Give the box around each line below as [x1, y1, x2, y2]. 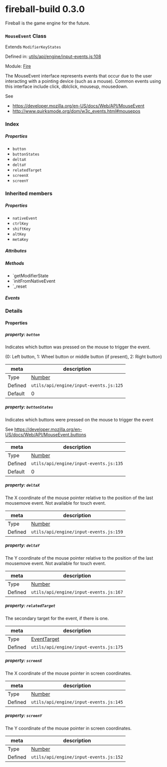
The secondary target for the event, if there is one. [5, 615, 109, 621]
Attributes [5, 247, 27, 253]
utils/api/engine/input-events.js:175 [31, 644, 123, 650]
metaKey [12, 237, 28, 242]
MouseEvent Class [5, 32, 46, 39]
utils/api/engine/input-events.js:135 [31, 461, 123, 466]
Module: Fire [5, 63, 31, 69]
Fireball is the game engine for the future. [5, 20, 91, 26]
